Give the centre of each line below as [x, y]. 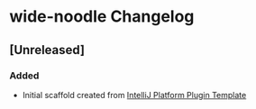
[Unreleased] [47, 50]
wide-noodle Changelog [102, 17]
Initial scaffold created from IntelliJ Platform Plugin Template [134, 95]
